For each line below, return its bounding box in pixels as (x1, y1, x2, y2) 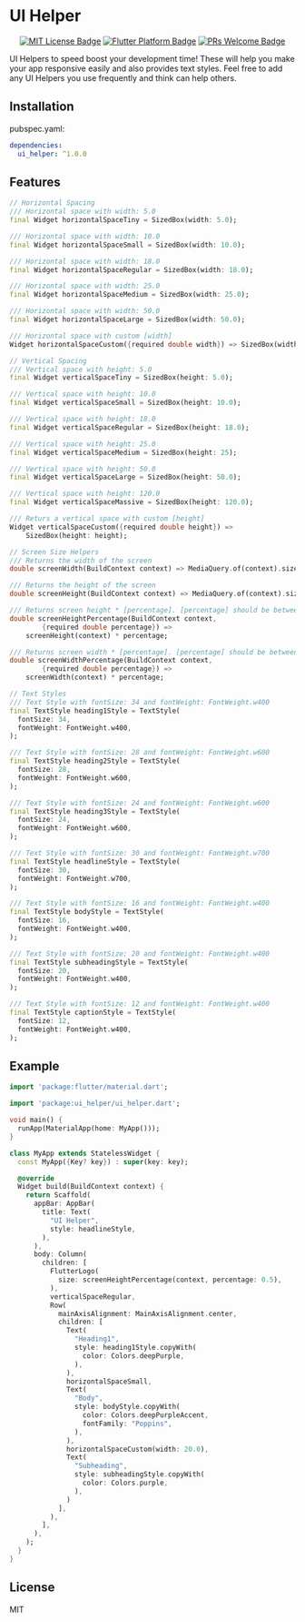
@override (17, 1173, 54, 1183)
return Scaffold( (25, 1191, 92, 1200)
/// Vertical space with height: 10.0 (9, 390, 156, 399)
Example (9, 1058, 60, 1074)
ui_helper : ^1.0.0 (17, 149, 88, 158)
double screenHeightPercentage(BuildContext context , (9, 613, 218, 623)
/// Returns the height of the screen (9, 581, 156, 590)
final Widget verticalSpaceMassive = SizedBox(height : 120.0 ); (9, 498, 254, 507)
